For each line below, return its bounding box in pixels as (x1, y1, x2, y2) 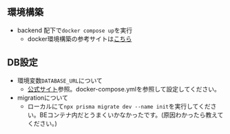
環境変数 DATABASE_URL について (17, 76, 103, 85)
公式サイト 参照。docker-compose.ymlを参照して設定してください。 (27, 85, 220, 93)
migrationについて (17, 93, 69, 102)
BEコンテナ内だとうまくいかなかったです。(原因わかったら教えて (39, 111, 224, 119)
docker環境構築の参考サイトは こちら (27, 34, 132, 43)
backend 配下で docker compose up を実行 (17, 26, 133, 34)
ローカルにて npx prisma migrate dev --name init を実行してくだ (27, 102, 211, 110)
